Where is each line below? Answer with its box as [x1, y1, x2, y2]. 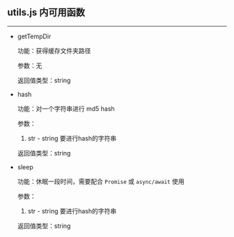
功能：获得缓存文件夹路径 [17, 46, 91, 54]
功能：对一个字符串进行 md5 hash [17, 104, 115, 113]
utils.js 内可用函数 [7, 6, 86, 19]
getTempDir [17, 32, 52, 40]
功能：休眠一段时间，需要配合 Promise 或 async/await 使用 [17, 177, 185, 185]
